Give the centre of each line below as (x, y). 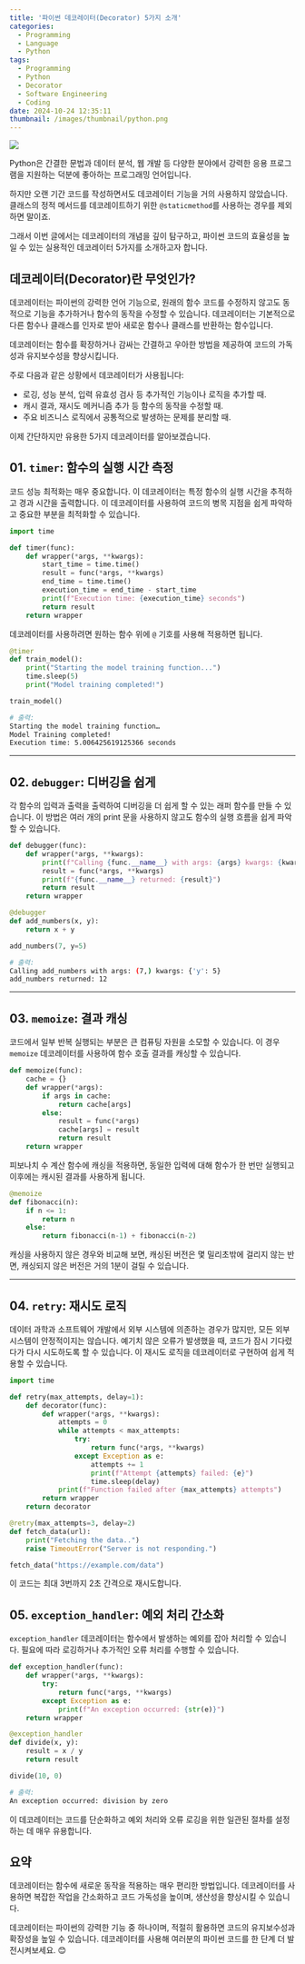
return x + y (50, 929)
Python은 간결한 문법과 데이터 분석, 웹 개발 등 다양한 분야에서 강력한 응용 (138, 164)
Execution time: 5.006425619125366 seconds (93, 743)
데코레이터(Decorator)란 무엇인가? (103, 279)
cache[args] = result (99, 1130)
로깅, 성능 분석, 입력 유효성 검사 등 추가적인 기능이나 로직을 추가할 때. (144, 394)
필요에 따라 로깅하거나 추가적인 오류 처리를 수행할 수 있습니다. (130, 1650)
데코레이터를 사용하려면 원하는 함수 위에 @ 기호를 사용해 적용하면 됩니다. (136, 633)
